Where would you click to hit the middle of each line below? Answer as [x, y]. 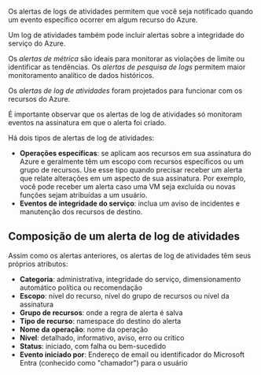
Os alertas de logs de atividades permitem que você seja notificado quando [130, 11]
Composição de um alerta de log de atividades [124, 237]
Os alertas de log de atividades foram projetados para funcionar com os [125, 91]
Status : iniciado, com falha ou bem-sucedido [93, 346]
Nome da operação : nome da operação [84, 329]
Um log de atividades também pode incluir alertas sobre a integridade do [127, 35]
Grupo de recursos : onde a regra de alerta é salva [101, 312]
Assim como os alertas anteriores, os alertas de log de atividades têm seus [130, 255]
